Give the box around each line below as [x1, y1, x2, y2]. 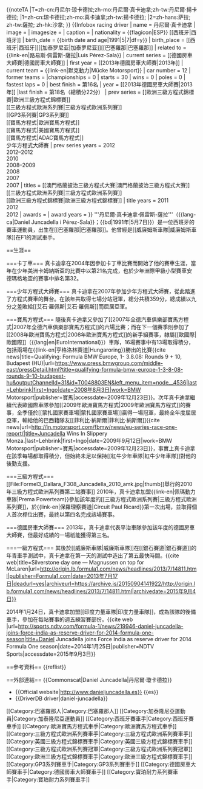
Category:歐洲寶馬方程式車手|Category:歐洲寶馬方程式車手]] [26, 723, 177, 729]
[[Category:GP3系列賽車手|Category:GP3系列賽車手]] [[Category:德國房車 [6, 760, 191, 768]
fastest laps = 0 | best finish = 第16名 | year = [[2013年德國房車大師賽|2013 [6, 81, 193, 88]
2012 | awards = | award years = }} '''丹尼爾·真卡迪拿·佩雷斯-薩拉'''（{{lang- [6, 211, 196, 218]
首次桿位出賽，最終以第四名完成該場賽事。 [11, 511, 118, 518]
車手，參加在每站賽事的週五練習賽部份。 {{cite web [6, 616, 133, 623]
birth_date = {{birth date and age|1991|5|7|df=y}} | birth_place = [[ [25, 36, 190, 43]
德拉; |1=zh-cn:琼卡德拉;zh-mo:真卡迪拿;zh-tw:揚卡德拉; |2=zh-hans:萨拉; [6, 13, 191, 21]
